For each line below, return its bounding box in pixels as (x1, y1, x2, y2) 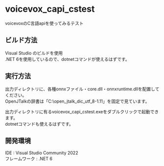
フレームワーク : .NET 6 (5, 156, 53, 162)
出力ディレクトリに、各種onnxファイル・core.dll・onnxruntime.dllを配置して (5, 86, 160, 92)
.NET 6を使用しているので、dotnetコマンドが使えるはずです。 (5, 56, 130, 62)
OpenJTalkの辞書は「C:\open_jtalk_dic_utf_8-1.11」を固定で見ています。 (5, 98, 150, 104)
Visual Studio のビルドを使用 (5, 50, 63, 56)
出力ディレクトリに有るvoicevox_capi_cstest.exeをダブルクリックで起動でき (5, 109, 159, 114)
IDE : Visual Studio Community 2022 (5, 150, 78, 156)
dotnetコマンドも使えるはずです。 (5, 121, 73, 127)
